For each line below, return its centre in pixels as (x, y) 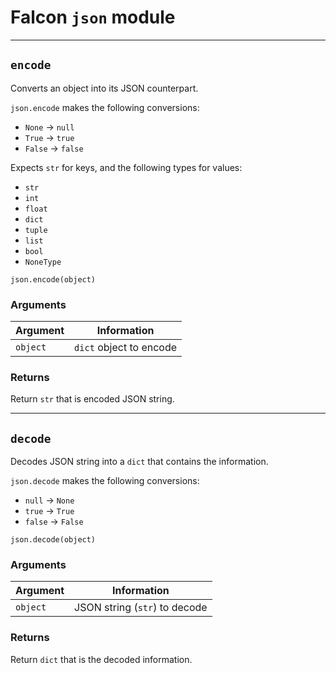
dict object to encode (126, 348)
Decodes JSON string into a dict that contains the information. (139, 462)
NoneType (43, 262)
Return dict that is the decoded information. (101, 659)
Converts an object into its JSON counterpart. (104, 88)
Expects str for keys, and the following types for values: (126, 167)
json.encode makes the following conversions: (105, 107)
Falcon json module (93, 17)
